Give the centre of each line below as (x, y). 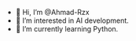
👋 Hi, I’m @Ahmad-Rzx (52, 12)
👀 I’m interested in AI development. (72, 20)
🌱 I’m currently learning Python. (67, 29)
